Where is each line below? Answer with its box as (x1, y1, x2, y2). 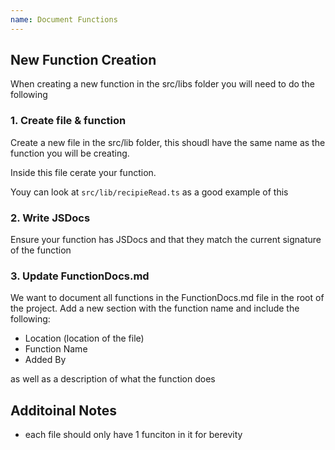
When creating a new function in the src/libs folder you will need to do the (10, 78, 315, 90)
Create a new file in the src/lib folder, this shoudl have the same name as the (10, 136, 326, 148)
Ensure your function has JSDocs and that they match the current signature (10, 234, 322, 246)
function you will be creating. (10, 147, 130, 159)
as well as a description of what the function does (10, 373, 216, 385)
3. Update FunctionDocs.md (10, 269, 150, 283)
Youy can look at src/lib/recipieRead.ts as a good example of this (10, 186, 289, 198)
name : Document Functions (10, 14, 118, 25)
